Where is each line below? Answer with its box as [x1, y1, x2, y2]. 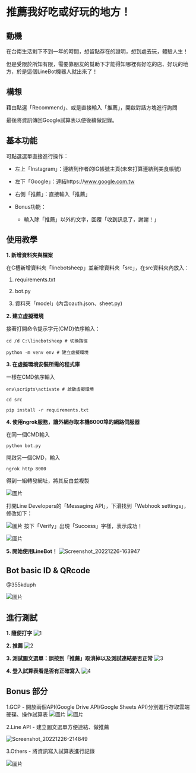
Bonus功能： [14, 203, 46, 210]
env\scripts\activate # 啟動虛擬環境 [6, 386, 94, 392]
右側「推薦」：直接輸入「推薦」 [14, 190, 91, 197]
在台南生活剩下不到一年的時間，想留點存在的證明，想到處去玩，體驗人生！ [6, 48, 188, 55]
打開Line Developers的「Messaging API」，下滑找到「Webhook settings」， [6, 502, 189, 510]
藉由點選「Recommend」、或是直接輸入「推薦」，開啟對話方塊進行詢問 [6, 103, 178, 111]
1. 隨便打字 [6, 630, 33, 637]
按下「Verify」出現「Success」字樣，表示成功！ [23, 523, 143, 530]
